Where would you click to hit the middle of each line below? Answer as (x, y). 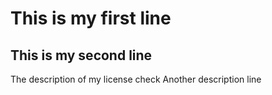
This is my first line (91, 18)
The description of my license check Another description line (136, 79)
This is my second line (81, 55)
